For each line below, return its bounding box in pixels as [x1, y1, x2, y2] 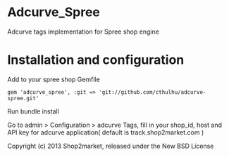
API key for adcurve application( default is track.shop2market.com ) [7, 128, 204, 137]
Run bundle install [7, 107, 60, 116]
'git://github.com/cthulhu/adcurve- [98, 88, 206, 95]
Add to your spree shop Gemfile [7, 75, 100, 83]
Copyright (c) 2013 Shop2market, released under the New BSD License [7, 142, 214, 150]
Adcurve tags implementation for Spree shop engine [7, 27, 160, 36]
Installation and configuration [7, 52, 185, 68]
